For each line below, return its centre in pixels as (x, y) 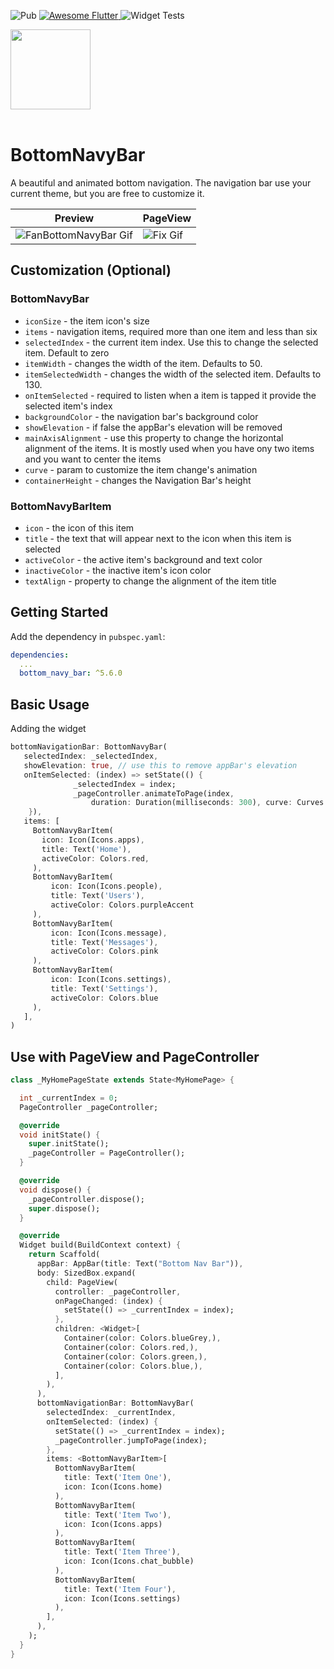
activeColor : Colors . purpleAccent (122, 905)
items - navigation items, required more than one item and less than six (171, 331)
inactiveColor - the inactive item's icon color (118, 570)
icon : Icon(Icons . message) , (109, 933)
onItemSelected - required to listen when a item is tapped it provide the (170, 395)
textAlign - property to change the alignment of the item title (150, 581)
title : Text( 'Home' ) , (86, 849)
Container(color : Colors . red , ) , (131, 1347)
